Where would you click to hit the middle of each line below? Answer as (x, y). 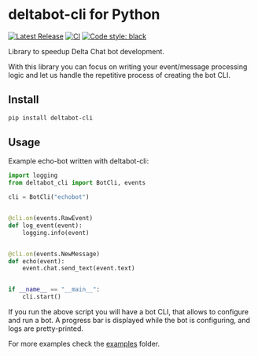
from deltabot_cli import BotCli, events (77, 183)
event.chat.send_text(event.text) (79, 269)
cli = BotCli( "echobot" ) (49, 197)
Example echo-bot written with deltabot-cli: (79, 161)
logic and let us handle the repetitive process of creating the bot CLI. (119, 75)
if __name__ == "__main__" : (54, 290)
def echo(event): (37, 261)
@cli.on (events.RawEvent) (50, 218)
